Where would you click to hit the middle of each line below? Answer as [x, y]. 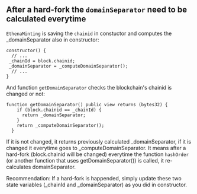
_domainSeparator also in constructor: [53, 39]
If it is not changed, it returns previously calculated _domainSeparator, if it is [98, 141]
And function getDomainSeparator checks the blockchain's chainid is [89, 87]
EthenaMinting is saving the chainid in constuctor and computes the [89, 33]
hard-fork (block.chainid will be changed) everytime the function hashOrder [98, 154]
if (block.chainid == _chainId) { [59, 110]
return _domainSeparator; [54, 115]
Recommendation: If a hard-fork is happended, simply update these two [94, 178]
